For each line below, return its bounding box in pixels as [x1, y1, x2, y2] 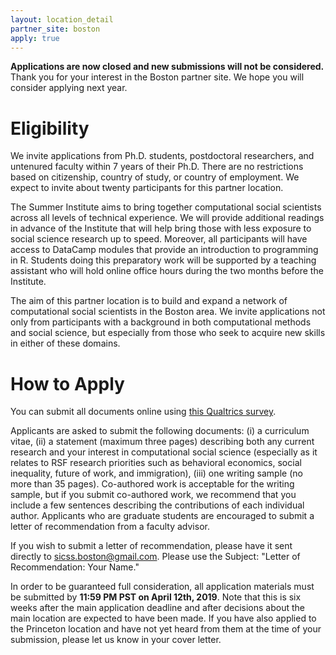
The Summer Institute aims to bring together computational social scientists [10, 201, 322, 213]
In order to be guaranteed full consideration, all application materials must [10, 581, 315, 593]
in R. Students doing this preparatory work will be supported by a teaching [10, 254, 317, 266]
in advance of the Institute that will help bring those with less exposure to [10, 222, 312, 235]
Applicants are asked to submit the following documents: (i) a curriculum [10, 425, 310, 437]
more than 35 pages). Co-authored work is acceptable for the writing [10, 478, 295, 490]
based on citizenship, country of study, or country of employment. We [10, 171, 300, 183]
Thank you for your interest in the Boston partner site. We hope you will [10, 71, 305, 83]
